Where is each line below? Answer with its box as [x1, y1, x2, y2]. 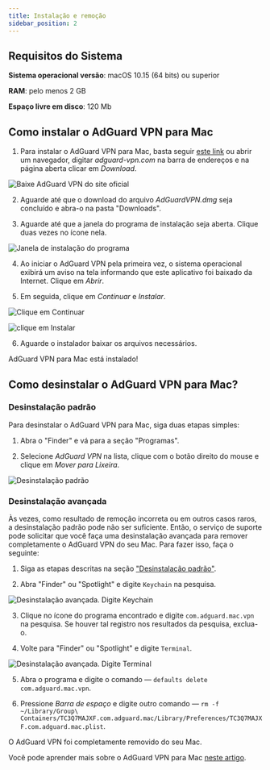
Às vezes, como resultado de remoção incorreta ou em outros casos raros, [8, 514, 257, 524]
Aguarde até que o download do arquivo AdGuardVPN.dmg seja [19, 195, 233, 205]
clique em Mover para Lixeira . [19, 460, 120, 469]
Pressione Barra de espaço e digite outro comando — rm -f [19, 699, 219, 709]
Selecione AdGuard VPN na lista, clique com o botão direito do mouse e [19, 451, 260, 460]
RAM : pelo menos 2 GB [8, 86, 86, 96]
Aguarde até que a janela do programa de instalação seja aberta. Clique [19, 219, 259, 229]
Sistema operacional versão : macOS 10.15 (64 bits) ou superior [8, 70, 220, 81]
